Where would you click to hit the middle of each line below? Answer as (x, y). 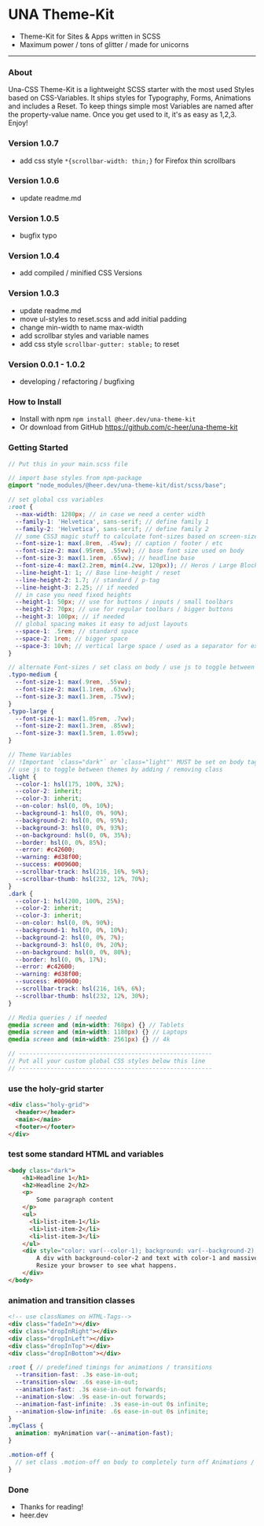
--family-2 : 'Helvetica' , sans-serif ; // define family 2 (112, 529)
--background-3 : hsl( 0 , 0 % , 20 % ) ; (71, 945)
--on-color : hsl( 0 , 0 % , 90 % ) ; (64, 923)
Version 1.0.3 (34, 293)
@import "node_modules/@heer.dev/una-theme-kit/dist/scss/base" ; (117, 485)
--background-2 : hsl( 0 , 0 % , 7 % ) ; (70, 938)
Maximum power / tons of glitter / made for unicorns (104, 44)
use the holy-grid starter (56, 1089)
